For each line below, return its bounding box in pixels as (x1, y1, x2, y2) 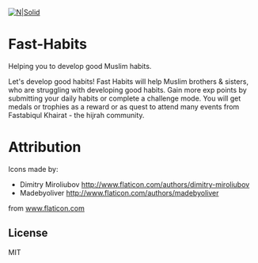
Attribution (8, 139, 82, 156)
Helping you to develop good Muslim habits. (8, 61, 152, 71)
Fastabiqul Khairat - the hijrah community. (8, 110, 145, 120)
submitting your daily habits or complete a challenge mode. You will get (8, 93, 241, 103)
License (8, 227, 48, 240)
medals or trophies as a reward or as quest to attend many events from (8, 101, 240, 111)
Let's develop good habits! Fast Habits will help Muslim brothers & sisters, (8, 76, 249, 86)
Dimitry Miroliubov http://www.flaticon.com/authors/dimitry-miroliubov (19, 179, 250, 189)
